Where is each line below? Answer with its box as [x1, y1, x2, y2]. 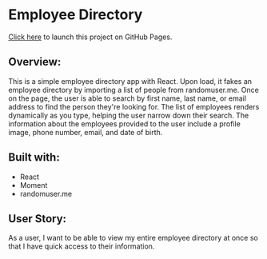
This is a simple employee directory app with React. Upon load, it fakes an [8, 76, 253, 86]
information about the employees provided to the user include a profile [8, 118, 241, 129]
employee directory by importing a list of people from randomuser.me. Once [8, 85, 260, 94]
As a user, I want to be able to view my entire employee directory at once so [8, 233, 258, 243]
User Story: [8, 212, 66, 225]
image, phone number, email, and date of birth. [8, 127, 163, 137]
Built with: [8, 150, 60, 165]
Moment [19, 180, 48, 189]
